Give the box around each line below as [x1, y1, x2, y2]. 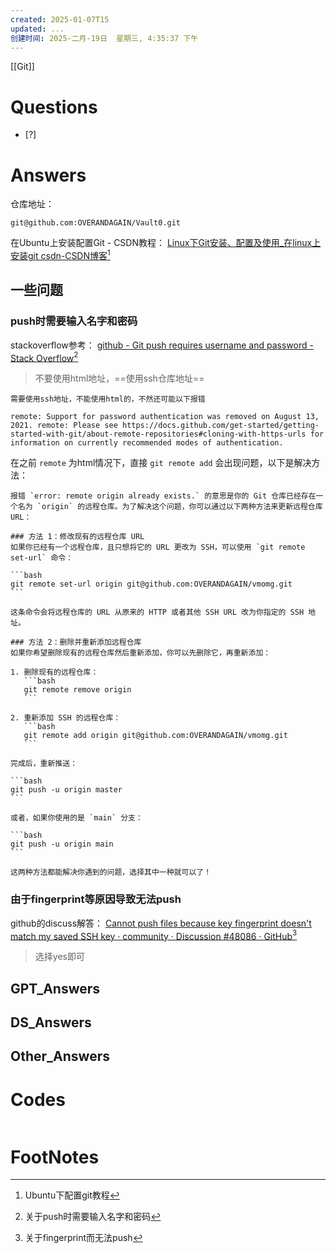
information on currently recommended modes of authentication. [10, 438, 284, 448]
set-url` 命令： [10, 553, 74, 563]
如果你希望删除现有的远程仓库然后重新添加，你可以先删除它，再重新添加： [10, 648, 272, 658]
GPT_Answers [10, 980, 101, 997]
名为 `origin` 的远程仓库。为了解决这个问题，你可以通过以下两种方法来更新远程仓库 [17, 502, 323, 512]
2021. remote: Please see [10, 421, 118, 431]
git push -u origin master [10, 785, 123, 795]
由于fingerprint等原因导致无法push [10, 892, 182, 906]
